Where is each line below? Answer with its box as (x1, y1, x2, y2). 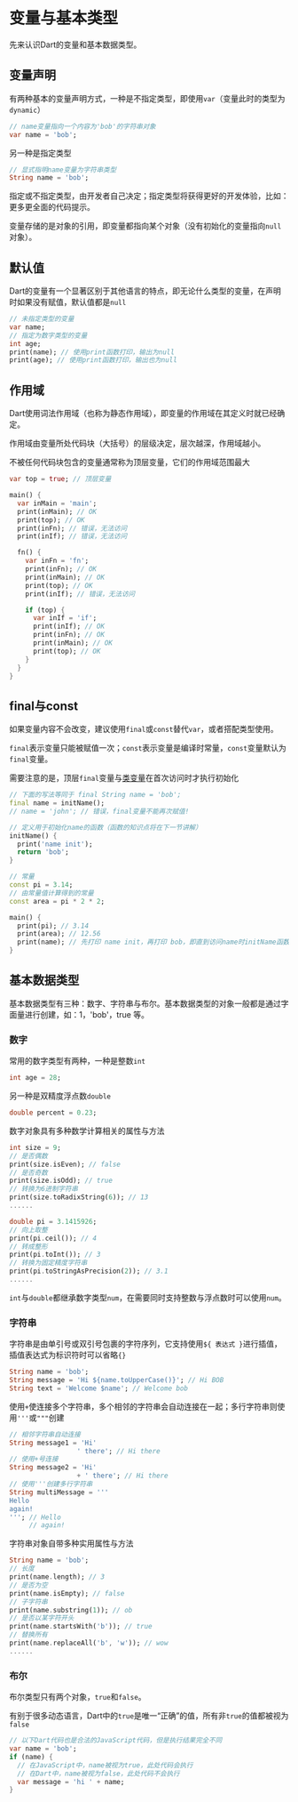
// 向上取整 (9, 1225, 49, 1235)
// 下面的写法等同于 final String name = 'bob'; (9, 791, 182, 800)
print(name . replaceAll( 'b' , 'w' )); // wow (9, 1638, 169, 1648)
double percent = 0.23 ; (9, 1108, 98, 1117)
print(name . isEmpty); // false (9, 1589, 125, 1597)
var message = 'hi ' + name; (17, 1777, 125, 1786)
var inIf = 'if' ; (32, 614, 98, 623)
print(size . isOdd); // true (9, 1176, 114, 1186)
